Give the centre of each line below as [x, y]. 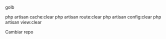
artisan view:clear [23, 22]
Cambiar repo [19, 32]
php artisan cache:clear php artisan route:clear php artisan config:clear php [83, 17]
